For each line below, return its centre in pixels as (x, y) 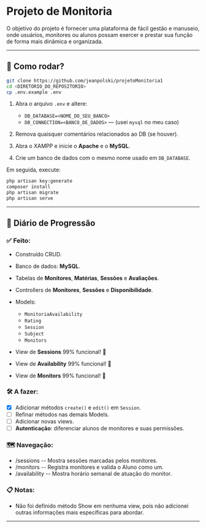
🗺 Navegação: (30, 445)
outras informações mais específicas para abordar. (79, 512)
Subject (34, 334)
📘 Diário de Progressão (51, 223)
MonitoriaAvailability (53, 314)
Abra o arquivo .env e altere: (51, 104)
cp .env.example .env (34, 92)
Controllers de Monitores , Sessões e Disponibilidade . (84, 290)
